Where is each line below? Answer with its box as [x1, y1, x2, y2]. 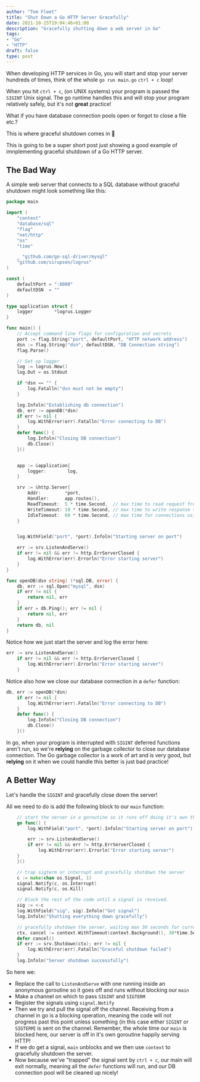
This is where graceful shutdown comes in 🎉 [6, 130, 115, 137]
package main [6, 199, 39, 205]
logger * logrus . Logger [17, 309, 92, 315]
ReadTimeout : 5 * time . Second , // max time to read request [27, 501, 185, 507]
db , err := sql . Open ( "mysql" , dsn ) [17, 583, 105, 589]
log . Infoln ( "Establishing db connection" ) [17, 402, 124, 408]
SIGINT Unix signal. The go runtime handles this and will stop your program [6, 94, 189, 101]
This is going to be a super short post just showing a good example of [6, 141, 177, 148]
